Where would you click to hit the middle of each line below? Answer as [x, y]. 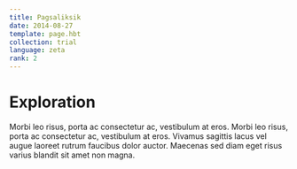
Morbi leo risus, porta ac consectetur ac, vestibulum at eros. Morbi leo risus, [148, 127]
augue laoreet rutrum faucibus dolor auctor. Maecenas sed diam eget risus [146, 145]
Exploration [52, 102]
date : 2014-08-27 [41, 26]
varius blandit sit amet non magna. [72, 155]
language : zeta [37, 50]
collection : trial [43, 42]
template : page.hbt [45, 34]
